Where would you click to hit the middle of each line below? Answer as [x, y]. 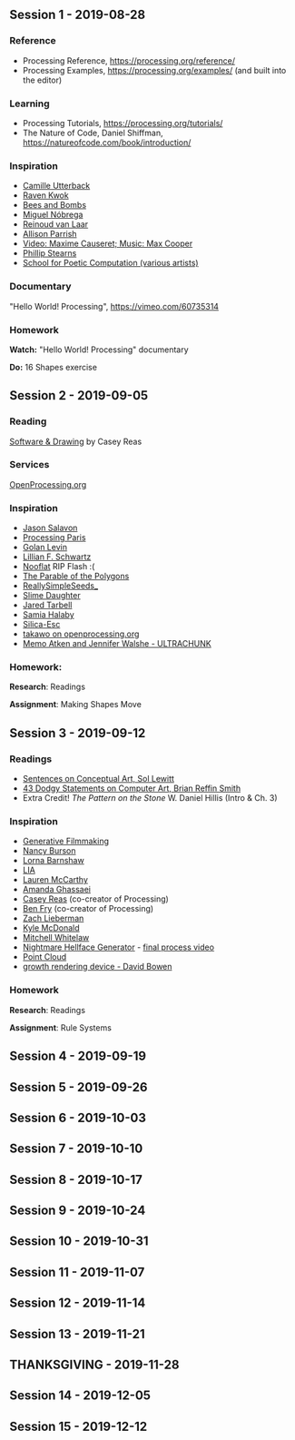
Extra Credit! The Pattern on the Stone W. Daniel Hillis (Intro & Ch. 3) [150, 798]
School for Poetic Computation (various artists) [110, 263]
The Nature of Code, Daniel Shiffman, [93, 133]
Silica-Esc [41, 625]
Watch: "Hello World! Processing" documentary [99, 350]
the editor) [42, 80]
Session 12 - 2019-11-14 [78, 1303]
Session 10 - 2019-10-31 [79, 1242]
